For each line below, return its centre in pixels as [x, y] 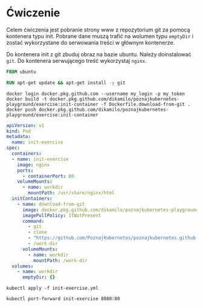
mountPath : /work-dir [60, 260]
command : [33, 221]
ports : [25, 170]
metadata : [19, 137]
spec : [13, 148]
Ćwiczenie [33, 13]
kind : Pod [19, 131]
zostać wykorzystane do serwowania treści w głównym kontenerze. [91, 42]
